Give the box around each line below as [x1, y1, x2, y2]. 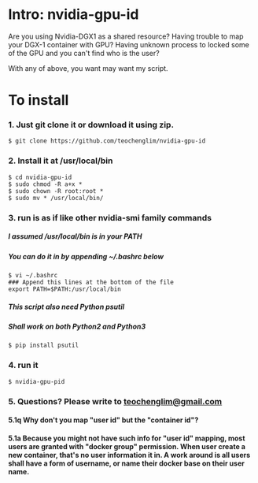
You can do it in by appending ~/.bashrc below [8, 251, 164, 261]
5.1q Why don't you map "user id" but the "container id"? [8, 415, 199, 425]
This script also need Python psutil [8, 302, 125, 311]
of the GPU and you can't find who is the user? [8, 48, 160, 58]
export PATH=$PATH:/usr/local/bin [8, 285, 122, 293]
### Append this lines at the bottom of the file [8, 278, 175, 286]
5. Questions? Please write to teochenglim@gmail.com [8, 396, 223, 407]
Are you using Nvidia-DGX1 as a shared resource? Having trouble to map [8, 32, 244, 41]
